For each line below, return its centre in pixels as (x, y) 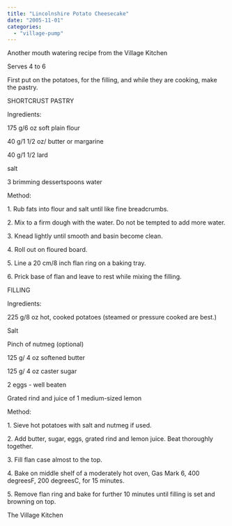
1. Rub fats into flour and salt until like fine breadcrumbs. (88, 209)
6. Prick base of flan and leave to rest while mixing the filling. (95, 277)
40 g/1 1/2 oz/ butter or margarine (55, 142)
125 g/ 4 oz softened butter (46, 358)
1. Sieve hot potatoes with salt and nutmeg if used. (79, 426)
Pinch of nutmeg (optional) (46, 344)
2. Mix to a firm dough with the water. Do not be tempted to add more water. (116, 223)
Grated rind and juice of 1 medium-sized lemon (75, 398)
